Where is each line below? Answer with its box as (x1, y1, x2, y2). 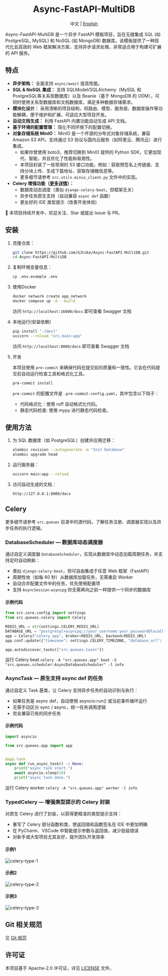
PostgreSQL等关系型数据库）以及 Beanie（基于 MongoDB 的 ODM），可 (12, 92, 160, 98)
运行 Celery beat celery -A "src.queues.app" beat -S (5, 656, 116, 663)
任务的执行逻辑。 (9, 525, 45, 531)
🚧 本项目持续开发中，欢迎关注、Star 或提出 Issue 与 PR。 (5, 209, 122, 215)
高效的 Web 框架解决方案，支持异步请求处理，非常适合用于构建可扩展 (18, 43, 161, 49)
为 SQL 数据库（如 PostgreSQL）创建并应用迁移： (12, 437, 115, 443)
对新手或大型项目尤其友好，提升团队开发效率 (12, 834, 105, 840)
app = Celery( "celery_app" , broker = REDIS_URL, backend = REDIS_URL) (5, 633, 146, 638)
